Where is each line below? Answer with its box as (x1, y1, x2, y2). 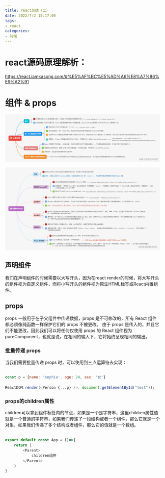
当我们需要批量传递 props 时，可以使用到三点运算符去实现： (5, 359, 127, 365)
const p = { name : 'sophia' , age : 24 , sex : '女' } (5, 375, 106, 380)
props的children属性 (5, 398, 55, 404)
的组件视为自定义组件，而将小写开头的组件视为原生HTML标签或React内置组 (5, 281, 158, 287)
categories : (5, 28, 29, 34)
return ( (14, 443, 32, 448)
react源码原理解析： (5, 57, 87, 68)
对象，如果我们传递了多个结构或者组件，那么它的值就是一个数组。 (5, 422, 138, 428)
